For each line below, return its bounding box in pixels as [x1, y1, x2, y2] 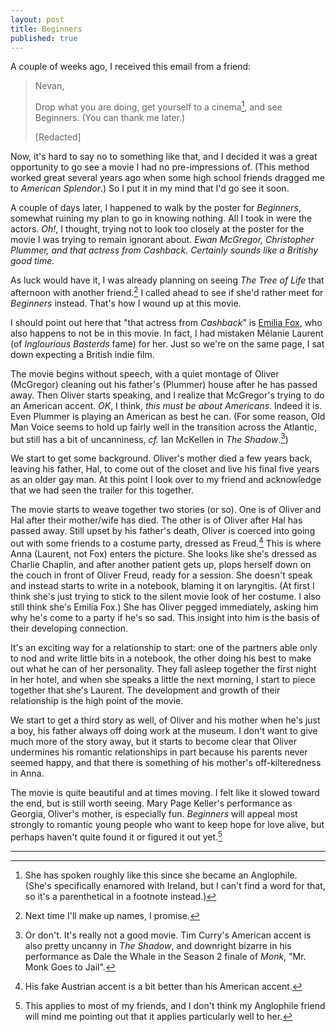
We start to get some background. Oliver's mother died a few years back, [10, 452, 313, 465]
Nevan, [34, 80, 65, 92]
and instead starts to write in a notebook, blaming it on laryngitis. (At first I [10, 580, 315, 591]
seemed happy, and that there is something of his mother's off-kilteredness [10, 757, 322, 768]
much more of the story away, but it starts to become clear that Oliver [10, 736, 297, 747]
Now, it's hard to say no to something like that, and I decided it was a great [10, 151, 318, 163]
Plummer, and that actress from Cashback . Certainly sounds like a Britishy [10, 244, 319, 256]
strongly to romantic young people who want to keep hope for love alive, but [10, 819, 325, 830]
